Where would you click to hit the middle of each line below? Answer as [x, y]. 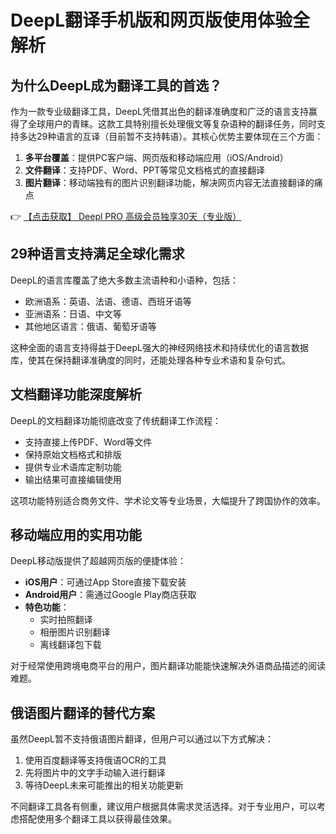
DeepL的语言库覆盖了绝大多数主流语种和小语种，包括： [124, 280]
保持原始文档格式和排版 [73, 454]
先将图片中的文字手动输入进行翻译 [95, 773]
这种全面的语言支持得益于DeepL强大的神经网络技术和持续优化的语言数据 [159, 347]
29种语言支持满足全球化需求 [97, 254]
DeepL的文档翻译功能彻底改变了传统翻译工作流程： [116, 420]
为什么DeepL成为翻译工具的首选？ [116, 85]
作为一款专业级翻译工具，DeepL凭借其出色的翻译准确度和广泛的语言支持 [159, 111]
